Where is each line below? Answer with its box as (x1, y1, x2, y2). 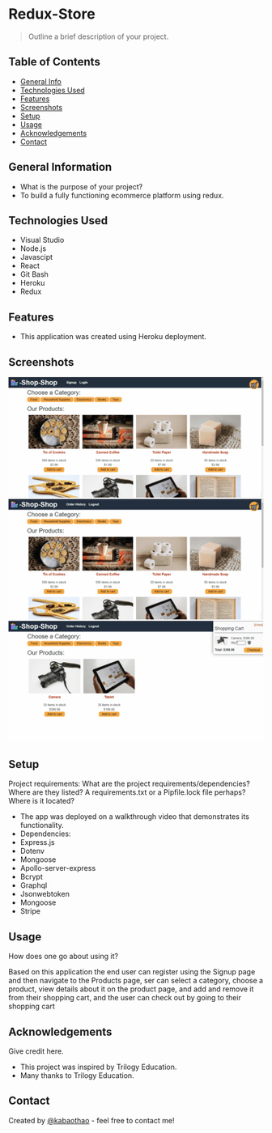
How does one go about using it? (8, 952, 119, 961)
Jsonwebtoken (19, 889, 70, 899)
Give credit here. (8, 1046, 64, 1056)
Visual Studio (19, 236, 65, 245)
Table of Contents (8, 55, 101, 69)
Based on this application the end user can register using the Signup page (8, 967, 256, 977)
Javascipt (19, 252, 53, 262)
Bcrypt (19, 872, 43, 882)
